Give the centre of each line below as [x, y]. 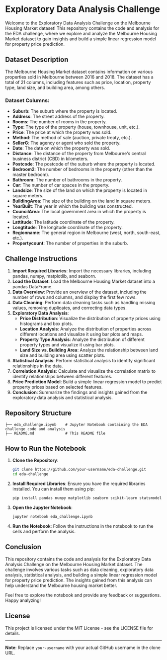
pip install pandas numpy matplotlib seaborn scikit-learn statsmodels [88, 498]
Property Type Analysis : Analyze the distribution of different [82, 339]
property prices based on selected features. [57, 387]
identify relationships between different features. [62, 376]
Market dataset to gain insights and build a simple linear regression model [81, 39]
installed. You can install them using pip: [54, 489]
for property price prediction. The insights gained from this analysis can [79, 580]
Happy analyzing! [23, 600]
